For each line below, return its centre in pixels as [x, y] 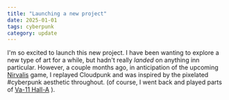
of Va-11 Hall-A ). [31, 90]
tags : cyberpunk [31, 26]
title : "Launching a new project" [57, 14]
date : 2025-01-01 [32, 20]
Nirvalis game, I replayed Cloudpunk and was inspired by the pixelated [108, 75]
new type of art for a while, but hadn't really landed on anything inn [103, 60]
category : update [32, 33]
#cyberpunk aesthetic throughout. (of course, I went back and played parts [114, 82]
